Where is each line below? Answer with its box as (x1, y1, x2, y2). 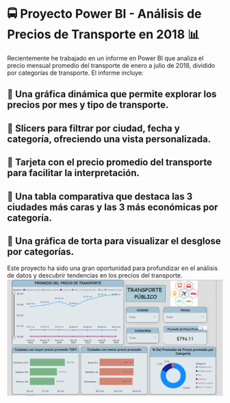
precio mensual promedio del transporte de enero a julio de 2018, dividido (7, 61, 216, 69)
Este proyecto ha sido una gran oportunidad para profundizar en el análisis (7, 264, 218, 272)
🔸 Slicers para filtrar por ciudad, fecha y (7, 122, 180, 134)
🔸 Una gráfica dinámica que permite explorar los (7, 88, 217, 100)
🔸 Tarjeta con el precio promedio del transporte (7, 156, 212, 169)
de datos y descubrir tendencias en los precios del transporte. (7, 271, 183, 280)
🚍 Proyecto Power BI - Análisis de (7, 6, 202, 22)
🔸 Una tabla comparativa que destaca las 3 (7, 191, 193, 202)
